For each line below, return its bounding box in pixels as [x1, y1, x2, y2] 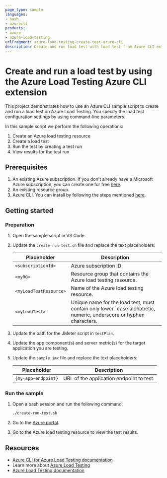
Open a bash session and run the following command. [12, 401, 123, 407]
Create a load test [12, 138, 49, 144]
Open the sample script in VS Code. [12, 233, 86, 239]
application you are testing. [12, 345, 69, 351]
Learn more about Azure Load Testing [12, 462, 90, 468]
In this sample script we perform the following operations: [5, 123, 123, 129]
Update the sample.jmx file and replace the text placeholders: [12, 355, 138, 361]
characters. [71, 318, 98, 325]
